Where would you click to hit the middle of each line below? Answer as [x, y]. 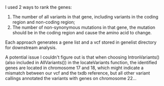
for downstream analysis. [31, 47]
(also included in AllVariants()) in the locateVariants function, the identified [81, 62]
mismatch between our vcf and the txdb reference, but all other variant [78, 73]
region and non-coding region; [44, 22]
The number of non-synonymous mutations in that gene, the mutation [84, 27]
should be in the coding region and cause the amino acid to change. [82, 33]
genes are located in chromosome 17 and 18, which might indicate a [75, 68]
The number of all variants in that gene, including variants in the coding [85, 17]
